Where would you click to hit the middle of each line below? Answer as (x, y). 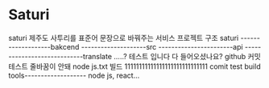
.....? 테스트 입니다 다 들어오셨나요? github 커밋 (188, 56)
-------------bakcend (44, 46)
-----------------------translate (60, 56)
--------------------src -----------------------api (162, 46)
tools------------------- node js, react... (74, 75)
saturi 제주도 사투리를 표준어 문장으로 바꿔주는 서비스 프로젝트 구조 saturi (124, 38)
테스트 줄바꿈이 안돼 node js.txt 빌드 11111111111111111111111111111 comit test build (134, 66)
